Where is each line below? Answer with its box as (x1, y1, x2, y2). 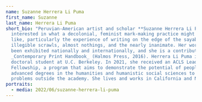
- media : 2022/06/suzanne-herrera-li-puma (11, 87, 119, 93)
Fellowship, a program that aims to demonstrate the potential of (11, 64, 181, 71)
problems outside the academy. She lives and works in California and (11, 76, 192, 82)
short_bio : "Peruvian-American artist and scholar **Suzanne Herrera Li (5, 25, 192, 32)
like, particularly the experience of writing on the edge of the (11, 37, 181, 43)
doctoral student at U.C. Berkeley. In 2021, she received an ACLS (11, 59, 185, 65)
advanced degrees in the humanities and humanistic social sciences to (11, 70, 195, 76)
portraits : (5, 82, 33, 88)
